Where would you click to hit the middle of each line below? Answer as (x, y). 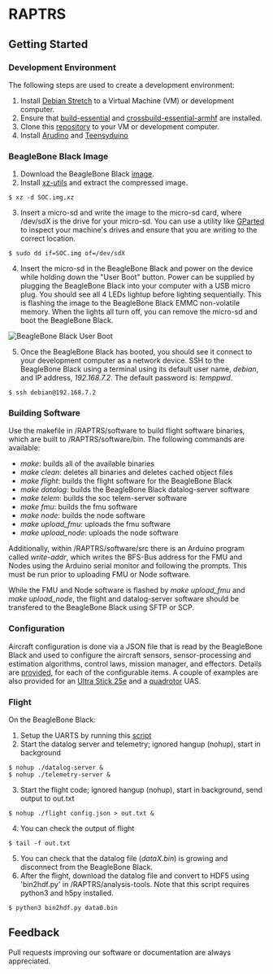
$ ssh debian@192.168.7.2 (52, 393)
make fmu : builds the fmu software (79, 507)
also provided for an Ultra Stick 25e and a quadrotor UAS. (105, 680)
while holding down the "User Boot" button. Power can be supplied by (137, 277)
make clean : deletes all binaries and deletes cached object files (126, 472)
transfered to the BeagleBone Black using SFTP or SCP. (102, 607)
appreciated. (30, 961)
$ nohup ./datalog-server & (56, 768)
